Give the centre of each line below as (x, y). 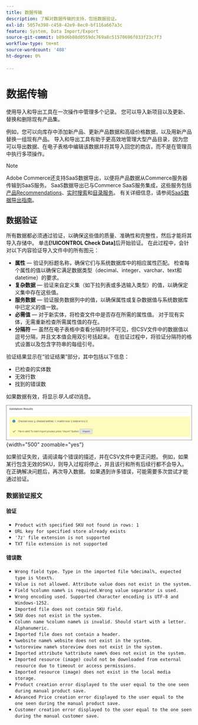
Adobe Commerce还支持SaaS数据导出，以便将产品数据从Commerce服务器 (97, 178)
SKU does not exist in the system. (58, 615)
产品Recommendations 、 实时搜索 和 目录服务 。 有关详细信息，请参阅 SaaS (95, 193)
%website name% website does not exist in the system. (83, 641)
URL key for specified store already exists (70, 531)
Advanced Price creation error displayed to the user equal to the (99, 697)
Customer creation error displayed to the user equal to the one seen (103, 710)
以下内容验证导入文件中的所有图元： (55, 251)
